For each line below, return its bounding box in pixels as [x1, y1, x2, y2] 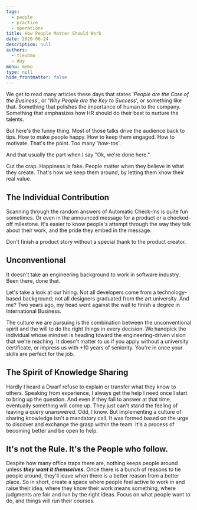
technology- [157, 289, 187, 296]
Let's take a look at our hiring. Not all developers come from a [6, 289, 156, 296]
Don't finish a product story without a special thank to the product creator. [6, 238, 186, 245]
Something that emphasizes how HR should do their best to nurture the [6, 110, 179, 117]
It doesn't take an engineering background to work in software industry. [6, 271, 180, 278]
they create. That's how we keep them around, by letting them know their [6, 169, 184, 176]
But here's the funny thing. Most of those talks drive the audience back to [6, 127, 185, 135]
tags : [6, 8, 19, 15]
